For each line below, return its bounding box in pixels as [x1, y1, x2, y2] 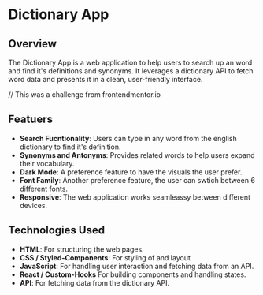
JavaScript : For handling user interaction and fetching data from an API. [19, 261, 254, 271]
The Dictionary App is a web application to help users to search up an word [8, 58, 253, 67]
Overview [8, 37, 57, 50]
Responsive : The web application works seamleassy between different [19, 192, 250, 202]
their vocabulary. [19, 159, 75, 168]
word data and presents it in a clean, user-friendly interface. [8, 75, 203, 84]
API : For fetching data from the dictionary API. [19, 278, 170, 287]
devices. [19, 200, 48, 210]
